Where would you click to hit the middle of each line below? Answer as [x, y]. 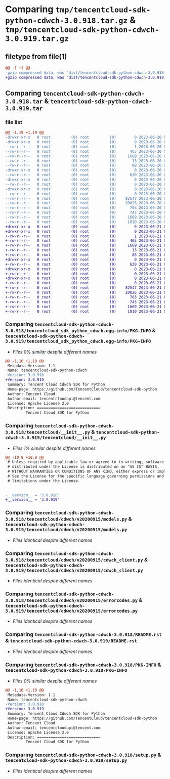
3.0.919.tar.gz [37, 39]
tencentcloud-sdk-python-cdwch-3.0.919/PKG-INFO [66, 670]
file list [14, 122]
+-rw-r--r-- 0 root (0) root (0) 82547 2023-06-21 [83, 288]
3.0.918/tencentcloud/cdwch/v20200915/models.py [66, 519]
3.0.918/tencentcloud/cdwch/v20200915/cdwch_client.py [74, 560]
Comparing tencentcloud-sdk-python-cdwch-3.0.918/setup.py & [83, 755]
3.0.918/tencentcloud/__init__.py [48, 432]
